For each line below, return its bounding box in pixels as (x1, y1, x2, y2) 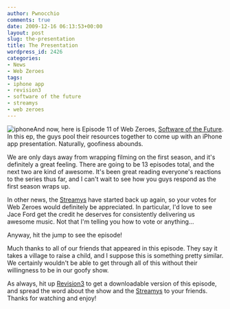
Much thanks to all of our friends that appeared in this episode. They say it (7, 244, 218, 252)
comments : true (7, 17, 51, 23)
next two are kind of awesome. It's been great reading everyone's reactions (7, 167, 222, 175)
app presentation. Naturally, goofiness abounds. (7, 139, 143, 148)
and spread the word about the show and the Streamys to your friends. (7, 286, 208, 295)
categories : (7, 55, 41, 62)
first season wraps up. (7, 182, 71, 190)
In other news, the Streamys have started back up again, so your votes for (7, 195, 217, 204)
